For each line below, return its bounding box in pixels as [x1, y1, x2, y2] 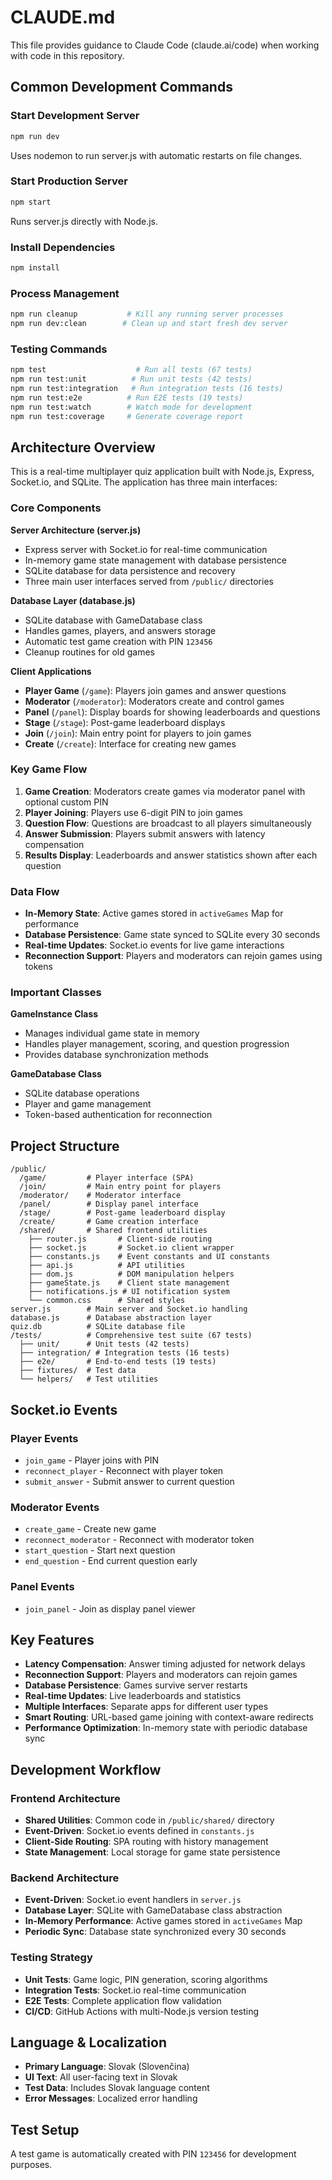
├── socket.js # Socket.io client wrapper [28, 1243, 235, 1253]
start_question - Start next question [24, 1544, 176, 1556]
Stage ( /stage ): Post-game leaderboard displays [24, 716, 226, 728]
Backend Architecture [10, 1871, 120, 1885]
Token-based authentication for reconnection [24, 1109, 213, 1121]
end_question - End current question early [24, 1555, 198, 1567]
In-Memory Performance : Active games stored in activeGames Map [24, 1915, 303, 1927]
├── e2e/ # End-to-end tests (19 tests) [19, 1357, 217, 1367]
